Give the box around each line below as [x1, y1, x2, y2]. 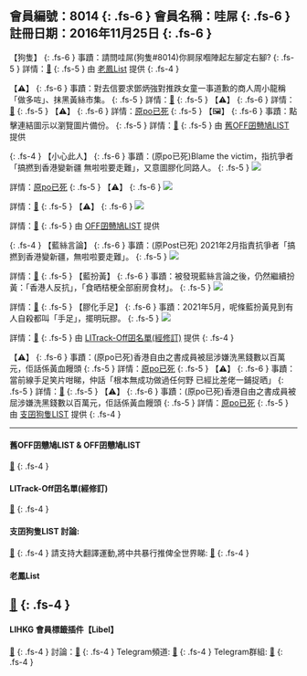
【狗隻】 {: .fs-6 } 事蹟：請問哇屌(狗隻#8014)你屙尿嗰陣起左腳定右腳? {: [9, 51, 280, 62]
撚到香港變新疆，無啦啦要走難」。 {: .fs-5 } [9, 250, 167, 262]
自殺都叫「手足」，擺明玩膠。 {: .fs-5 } [16, 312, 160, 323]
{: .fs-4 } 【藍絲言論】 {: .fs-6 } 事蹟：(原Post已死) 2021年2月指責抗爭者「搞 [9, 239, 296, 250]
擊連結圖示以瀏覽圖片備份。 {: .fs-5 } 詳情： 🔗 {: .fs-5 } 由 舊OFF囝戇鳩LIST [9, 120, 290, 131]
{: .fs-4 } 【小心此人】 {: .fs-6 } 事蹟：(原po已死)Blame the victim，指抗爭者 [9, 150, 294, 162]
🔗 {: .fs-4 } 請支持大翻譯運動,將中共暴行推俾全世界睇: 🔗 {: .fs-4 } [9, 547, 249, 559]
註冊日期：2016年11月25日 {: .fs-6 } [9, 26, 213, 41]
